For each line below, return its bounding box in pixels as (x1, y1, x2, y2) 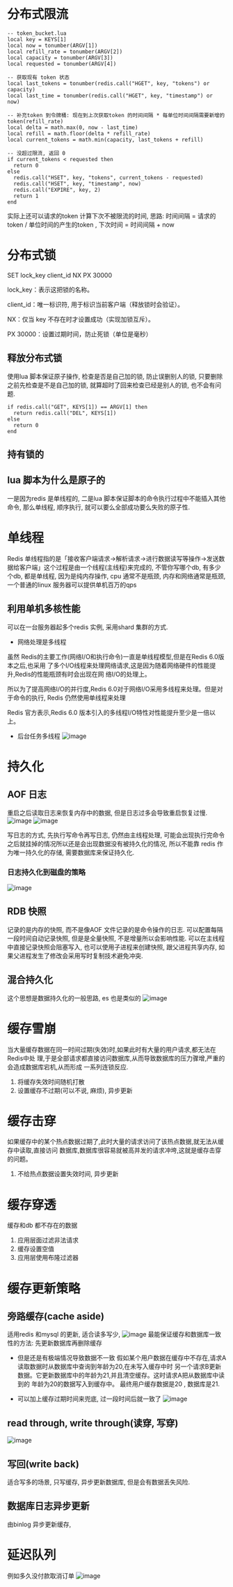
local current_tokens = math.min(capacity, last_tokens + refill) (7, 136, 204, 143)
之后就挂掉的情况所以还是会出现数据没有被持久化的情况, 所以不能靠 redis (7, 839, 216, 848)
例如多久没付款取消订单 (7, 1571, 74, 1580)
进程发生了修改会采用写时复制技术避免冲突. (19, 952, 144, 960)
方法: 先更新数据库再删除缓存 (19, 1339, 102, 1347)
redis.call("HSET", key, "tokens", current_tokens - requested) (13, 174, 204, 181)
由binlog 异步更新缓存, (7, 1520, 72, 1528)
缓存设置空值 (17, 1244, 54, 1253)
